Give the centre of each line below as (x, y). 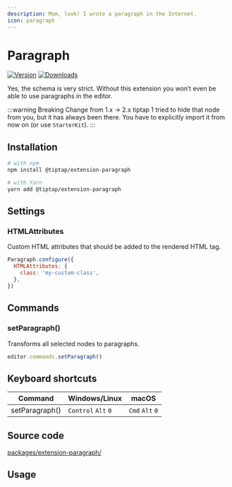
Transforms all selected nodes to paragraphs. (73, 344)
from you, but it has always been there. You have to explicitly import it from (116, 117)
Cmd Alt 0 (144, 411)
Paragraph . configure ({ (41, 260)
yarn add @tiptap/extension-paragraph (64, 189)
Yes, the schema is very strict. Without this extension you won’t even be (112, 88)
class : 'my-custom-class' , (60, 273)
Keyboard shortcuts (52, 379)
